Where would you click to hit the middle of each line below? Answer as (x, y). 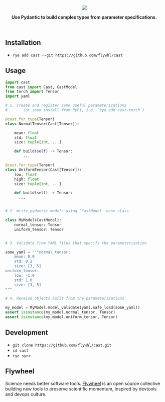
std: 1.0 (23, 280)
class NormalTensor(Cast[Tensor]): (42, 124)
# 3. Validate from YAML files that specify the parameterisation (76, 243)
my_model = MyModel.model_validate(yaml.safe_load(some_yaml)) (73, 308)
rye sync (22, 356)
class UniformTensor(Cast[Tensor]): (43, 170)
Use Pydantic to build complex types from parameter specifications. (84, 17)
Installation (23, 43)
